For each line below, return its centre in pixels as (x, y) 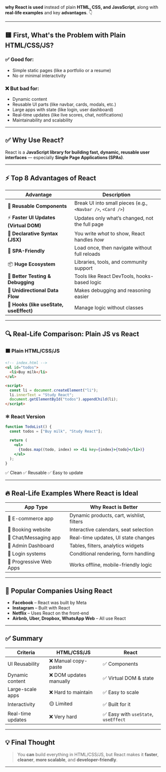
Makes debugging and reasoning (113, 290)
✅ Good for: (20, 60)
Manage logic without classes (109, 307)
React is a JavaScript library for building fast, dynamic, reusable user (77, 152)
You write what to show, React (109, 233)
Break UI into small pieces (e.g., (111, 203)
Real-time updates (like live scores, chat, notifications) (68, 115)
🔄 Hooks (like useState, (36, 304)
